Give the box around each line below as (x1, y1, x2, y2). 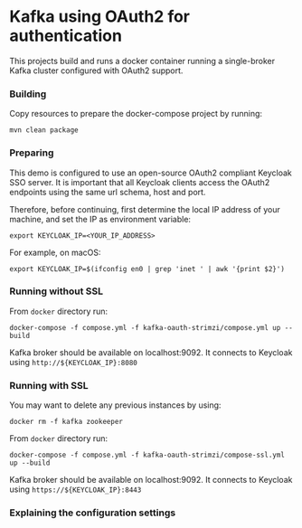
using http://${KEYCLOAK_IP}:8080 (9, 356, 137, 367)
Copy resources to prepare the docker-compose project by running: (9, 108, 263, 119)
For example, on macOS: (9, 247, 101, 258)
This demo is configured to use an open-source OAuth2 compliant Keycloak (9, 167, 292, 178)
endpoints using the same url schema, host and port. (9, 186, 206, 197)
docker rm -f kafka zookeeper (9, 418, 124, 427)
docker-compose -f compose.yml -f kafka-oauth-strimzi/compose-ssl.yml (9, 450, 285, 460)
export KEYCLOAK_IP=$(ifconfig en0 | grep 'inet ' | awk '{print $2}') (9, 264, 285, 273)
